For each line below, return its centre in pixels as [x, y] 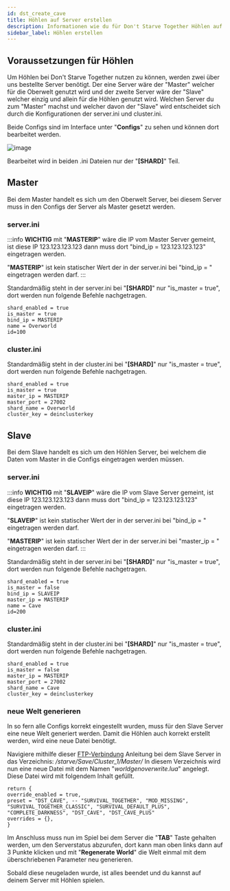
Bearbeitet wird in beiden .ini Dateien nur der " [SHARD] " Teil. [94, 161]
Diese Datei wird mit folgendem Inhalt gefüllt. [71, 776]
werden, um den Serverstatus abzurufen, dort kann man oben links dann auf [115, 845]
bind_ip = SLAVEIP [33, 594]
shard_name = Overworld [41, 408]
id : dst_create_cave [37, 13]
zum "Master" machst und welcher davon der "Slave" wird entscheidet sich [114, 107]
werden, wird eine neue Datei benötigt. [62, 741]
